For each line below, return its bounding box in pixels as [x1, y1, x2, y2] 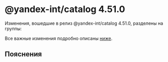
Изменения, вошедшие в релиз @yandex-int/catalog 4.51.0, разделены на [5, 20, 163, 26]
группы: [5, 25, 22, 31]
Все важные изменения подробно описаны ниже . [5, 35, 112, 41]
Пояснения [5, 50, 42, 58]
